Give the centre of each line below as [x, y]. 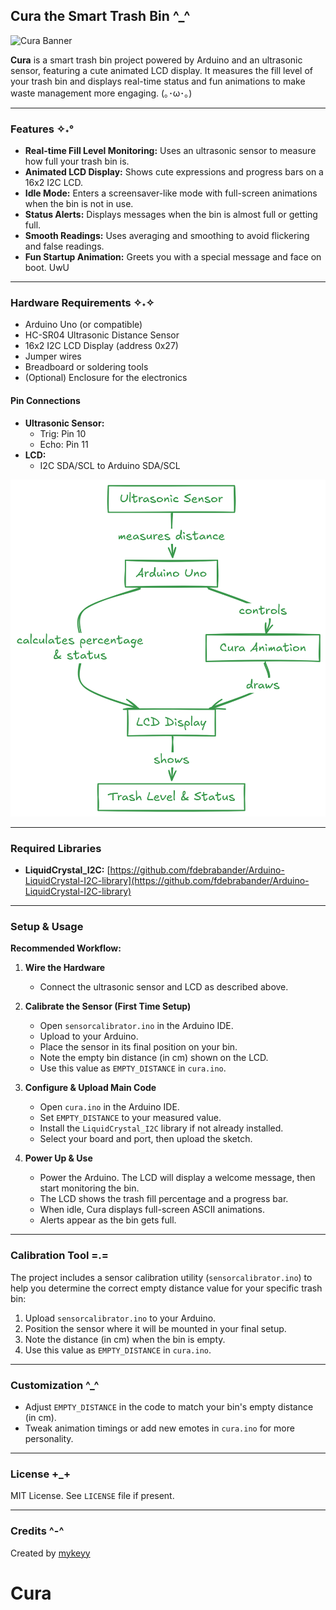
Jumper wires [53, 356]
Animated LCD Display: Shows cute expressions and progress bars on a [174, 172]
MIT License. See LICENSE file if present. [92, 1496]
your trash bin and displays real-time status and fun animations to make [158, 81]
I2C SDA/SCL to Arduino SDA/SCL [110, 465]
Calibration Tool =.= [59, 1256]
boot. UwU [47, 268]
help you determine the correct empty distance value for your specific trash [166, 1288]
